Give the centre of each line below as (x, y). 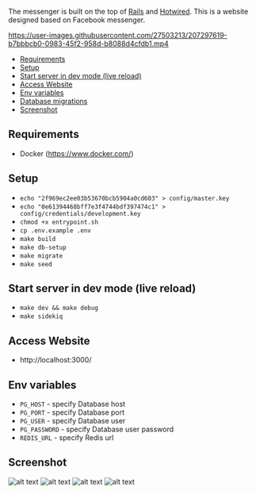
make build (38, 239)
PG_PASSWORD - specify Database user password (97, 429)
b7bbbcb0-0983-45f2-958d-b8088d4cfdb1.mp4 (88, 44)
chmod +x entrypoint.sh (59, 222)
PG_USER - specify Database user (73, 421)
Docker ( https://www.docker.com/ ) (76, 153)
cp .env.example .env (55, 230)
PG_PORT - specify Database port (72, 412)
